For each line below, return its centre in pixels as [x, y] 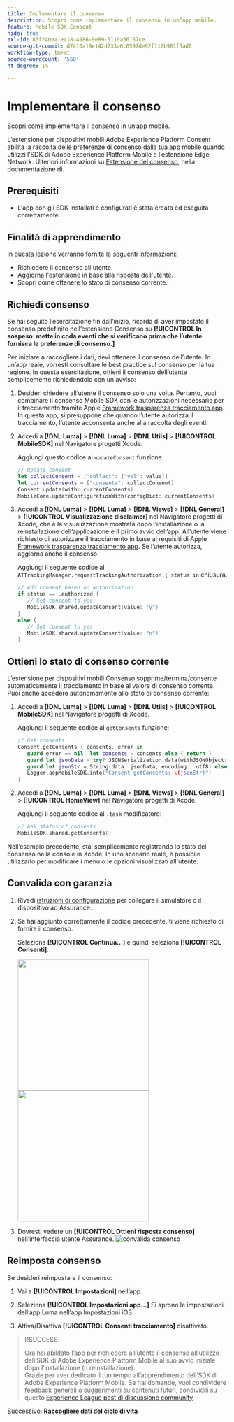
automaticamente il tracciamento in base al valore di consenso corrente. [111, 686]
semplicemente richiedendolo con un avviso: [72, 379]
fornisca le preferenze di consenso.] [61, 344]
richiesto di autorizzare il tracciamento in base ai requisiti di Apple [112, 539]
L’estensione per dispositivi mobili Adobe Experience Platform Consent [109, 139]
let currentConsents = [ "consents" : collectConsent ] [96, 483]
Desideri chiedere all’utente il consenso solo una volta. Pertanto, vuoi [117, 393]
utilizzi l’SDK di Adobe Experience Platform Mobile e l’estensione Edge [108, 154]
